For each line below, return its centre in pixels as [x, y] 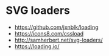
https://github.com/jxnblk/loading [56, 27]
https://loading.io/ [37, 46]
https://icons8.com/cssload [49, 33]
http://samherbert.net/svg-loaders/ [58, 40]
